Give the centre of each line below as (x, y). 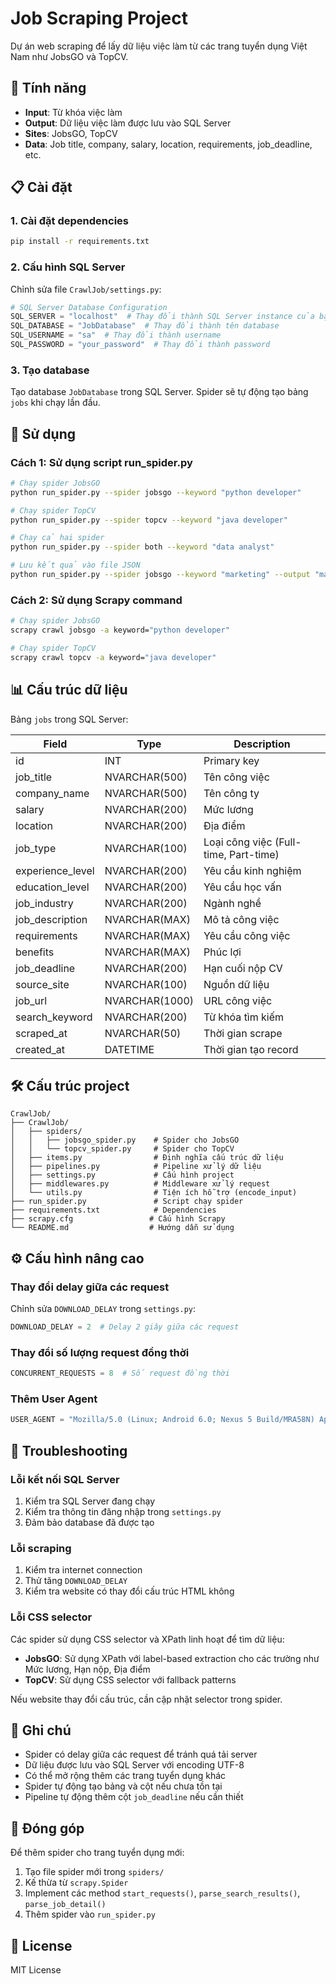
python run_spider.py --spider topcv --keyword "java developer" (149, 520)
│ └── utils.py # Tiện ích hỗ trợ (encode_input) (154, 1193)
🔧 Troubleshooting (69, 1450)
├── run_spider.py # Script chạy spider (127, 1202)
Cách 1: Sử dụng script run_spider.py (101, 462)
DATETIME (129, 1049)
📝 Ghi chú (41, 1730)
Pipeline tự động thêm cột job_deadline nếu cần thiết (134, 1797)
